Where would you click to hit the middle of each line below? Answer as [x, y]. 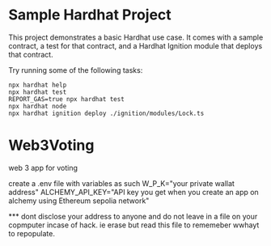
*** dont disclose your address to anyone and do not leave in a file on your [133, 216]
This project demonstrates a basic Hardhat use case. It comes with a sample [136, 37]
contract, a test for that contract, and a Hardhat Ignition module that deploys [135, 45]
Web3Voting [51, 145]
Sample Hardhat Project [90, 15]
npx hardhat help [38, 85]
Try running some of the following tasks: [76, 70]
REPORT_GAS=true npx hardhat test [67, 99]
